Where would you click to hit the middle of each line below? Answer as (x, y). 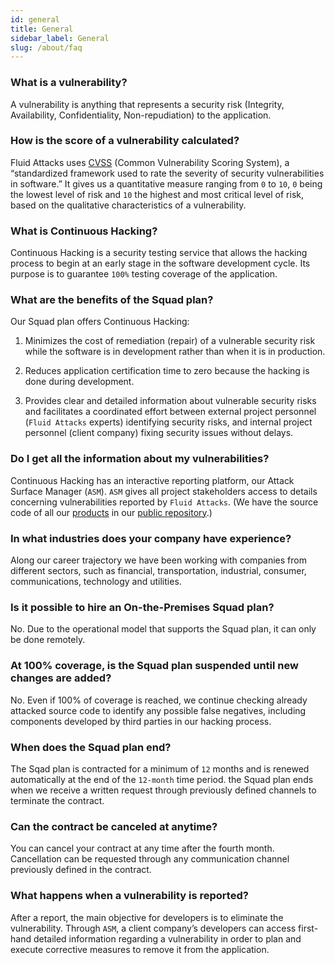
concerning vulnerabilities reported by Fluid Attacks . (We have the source (164, 502)
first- (308, 928)
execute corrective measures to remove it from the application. (140, 949)
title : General (42, 29)
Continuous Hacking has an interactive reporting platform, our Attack (152, 480)
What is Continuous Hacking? (84, 231)
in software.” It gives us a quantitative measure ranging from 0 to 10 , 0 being (166, 183)
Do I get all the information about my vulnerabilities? (140, 459)
